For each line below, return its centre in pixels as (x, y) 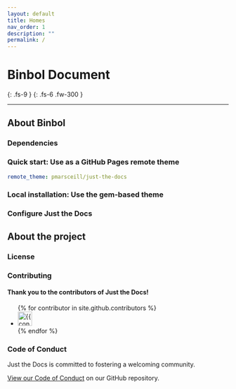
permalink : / (26, 40)
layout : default (31, 14)
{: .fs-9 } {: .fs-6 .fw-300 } (45, 94)
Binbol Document (59, 75)
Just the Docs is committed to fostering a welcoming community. (101, 364)
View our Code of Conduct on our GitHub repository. (83, 378)
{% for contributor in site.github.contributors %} (87, 308)
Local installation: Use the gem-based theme (85, 194)
